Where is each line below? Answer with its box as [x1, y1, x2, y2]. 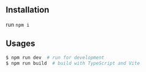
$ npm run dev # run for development [5, 54, 104, 61]
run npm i [5, 21, 30, 28]
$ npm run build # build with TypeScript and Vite [5, 60, 140, 66]
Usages [5, 39, 35, 49]
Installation [5, 5, 49, 15]
